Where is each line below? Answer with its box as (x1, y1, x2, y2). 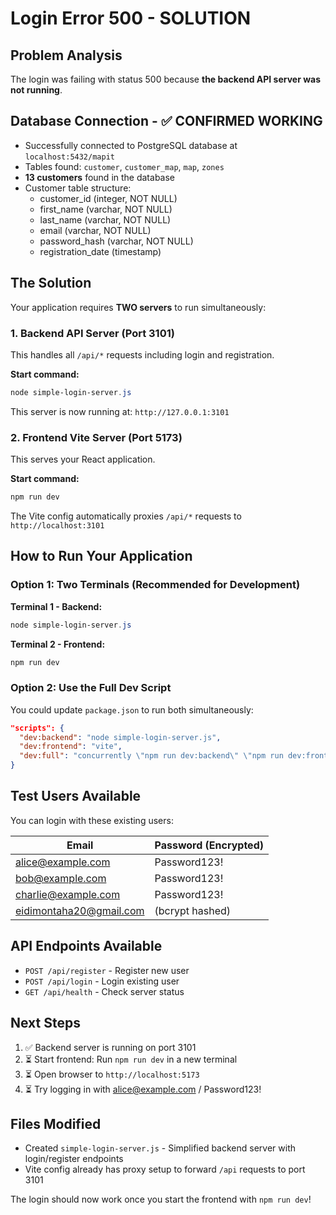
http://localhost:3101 (10, 520, 105, 531)
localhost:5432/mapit (24, 152, 115, 162)
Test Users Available (10, 788, 142, 805)
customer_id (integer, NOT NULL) (39, 192, 178, 204)
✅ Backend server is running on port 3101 (24, 1041, 197, 1053)
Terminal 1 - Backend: (10, 600, 103, 612)
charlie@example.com (15, 887, 121, 901)
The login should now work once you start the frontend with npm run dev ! (10, 1193, 312, 1206)
